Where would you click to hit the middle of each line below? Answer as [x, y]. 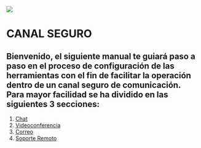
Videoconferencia [38, 125]
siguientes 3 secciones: [53, 104]
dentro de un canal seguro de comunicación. [94, 85]
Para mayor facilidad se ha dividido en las [87, 94]
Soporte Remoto [36, 138]
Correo [24, 132]
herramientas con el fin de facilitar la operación [99, 76]
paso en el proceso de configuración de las [91, 66]
